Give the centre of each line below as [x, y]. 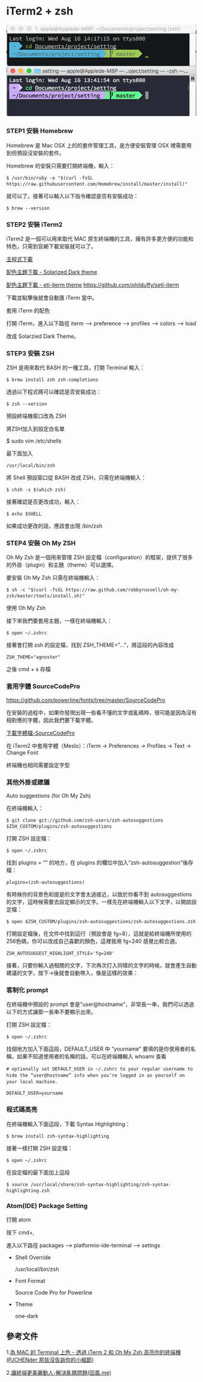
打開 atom [19, 1219]
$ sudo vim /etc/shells [34, 441]
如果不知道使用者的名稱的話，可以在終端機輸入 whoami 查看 [92, 1057]
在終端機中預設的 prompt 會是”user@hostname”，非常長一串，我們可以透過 [100, 1004]
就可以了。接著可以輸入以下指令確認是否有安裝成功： [72, 196]
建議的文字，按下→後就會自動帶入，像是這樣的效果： [72, 973]
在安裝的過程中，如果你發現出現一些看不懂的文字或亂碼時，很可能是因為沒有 [101, 712]
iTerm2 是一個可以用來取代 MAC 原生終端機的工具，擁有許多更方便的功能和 [100, 238]
